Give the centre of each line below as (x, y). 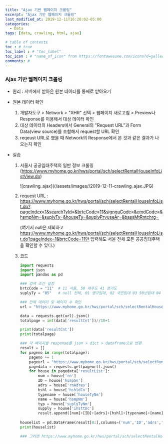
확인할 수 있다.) (40, 245)
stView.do (30, 176)
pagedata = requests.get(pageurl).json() (73, 367)
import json (32, 270)
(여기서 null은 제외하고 (42, 227)
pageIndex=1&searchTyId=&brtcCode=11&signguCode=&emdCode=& (91, 212)
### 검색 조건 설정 (37, 284)
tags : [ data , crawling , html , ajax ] (43, 33)
